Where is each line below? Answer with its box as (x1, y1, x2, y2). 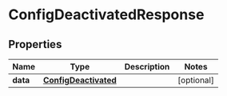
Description (124, 62, 170, 72)
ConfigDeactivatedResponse (8, 6, 205, 24)
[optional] (177, 74, 214, 86)
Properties (8, 38, 62, 51)
